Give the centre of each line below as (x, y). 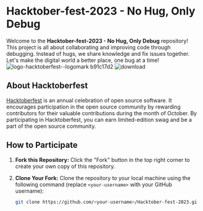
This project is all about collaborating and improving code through (88, 47)
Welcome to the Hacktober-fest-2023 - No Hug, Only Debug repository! (97, 41)
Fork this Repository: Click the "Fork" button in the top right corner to (102, 159)
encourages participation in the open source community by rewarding (93, 107)
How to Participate (42, 145)
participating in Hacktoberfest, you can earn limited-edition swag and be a (99, 119)
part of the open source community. (51, 126)
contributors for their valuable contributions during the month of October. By (101, 113)
